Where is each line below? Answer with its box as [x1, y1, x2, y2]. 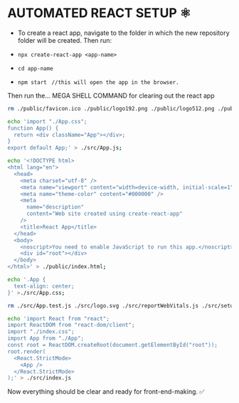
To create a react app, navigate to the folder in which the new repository [17, 28, 230, 37]
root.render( [7, 347, 46, 355]
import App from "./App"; [7, 335, 84, 342]
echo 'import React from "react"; [7, 315, 110, 322]
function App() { [7, 125, 59, 132]
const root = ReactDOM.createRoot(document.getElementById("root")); [7, 342, 218, 349]
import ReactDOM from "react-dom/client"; [7, 322, 135, 329]
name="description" [26, 204, 84, 211]
